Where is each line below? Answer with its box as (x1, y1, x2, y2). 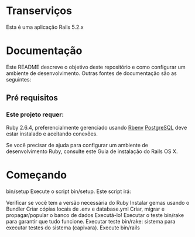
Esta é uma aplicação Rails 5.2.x (6, 23, 84, 31)
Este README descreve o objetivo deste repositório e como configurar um (6, 63, 186, 70)
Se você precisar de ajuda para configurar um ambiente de (6, 141, 148, 148)
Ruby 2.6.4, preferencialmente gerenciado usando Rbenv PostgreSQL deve (6, 124, 187, 131)
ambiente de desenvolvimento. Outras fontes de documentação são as (6, 69, 177, 77)
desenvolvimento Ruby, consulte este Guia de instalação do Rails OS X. (6, 148, 178, 155)
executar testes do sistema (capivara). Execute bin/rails (6, 224, 141, 231)
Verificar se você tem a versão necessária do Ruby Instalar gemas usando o (6, 199, 190, 206)
